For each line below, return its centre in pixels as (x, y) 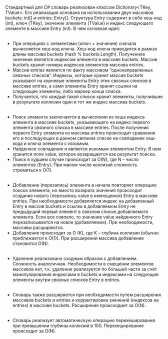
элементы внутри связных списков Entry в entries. (66, 280)
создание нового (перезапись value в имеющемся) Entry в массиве (85, 195)
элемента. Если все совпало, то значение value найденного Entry (82, 217)
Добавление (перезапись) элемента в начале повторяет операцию (84, 185)
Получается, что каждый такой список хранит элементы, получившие (87, 96)
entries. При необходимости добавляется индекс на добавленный (83, 201)
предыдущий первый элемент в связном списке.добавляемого (80, 211)
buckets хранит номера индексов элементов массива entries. (78, 65)
